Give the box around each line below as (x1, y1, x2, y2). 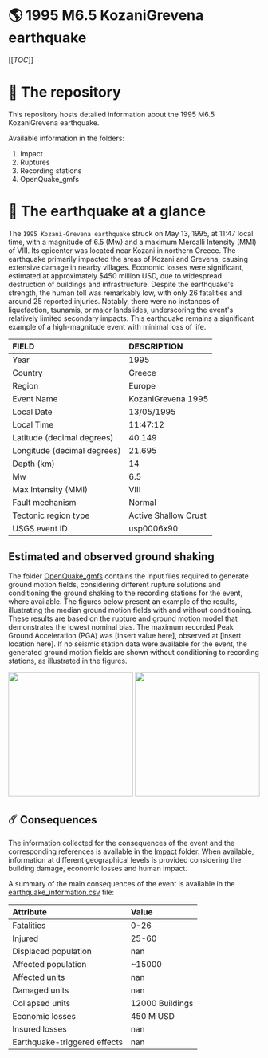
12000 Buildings (130, 998, 194, 1009)
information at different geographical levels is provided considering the (8, 855, 242, 865)
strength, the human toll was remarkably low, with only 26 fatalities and (8, 288, 242, 298)
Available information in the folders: (8, 133, 125, 143)
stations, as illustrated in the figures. (8, 656, 128, 665)
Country (12, 367, 43, 378)
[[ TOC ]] (8, 55, 33, 65)
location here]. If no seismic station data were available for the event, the (8, 639, 248, 649)
